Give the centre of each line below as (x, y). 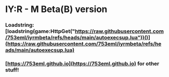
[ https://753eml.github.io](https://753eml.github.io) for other (82, 64)
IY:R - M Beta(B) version (56, 9)
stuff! (12, 70)
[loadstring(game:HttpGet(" (40, 31)
